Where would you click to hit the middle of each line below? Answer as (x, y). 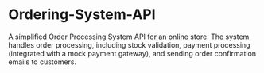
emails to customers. (43, 62)
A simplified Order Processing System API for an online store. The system (129, 36)
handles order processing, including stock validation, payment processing (129, 44)
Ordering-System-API (82, 15)
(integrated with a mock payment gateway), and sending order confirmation (132, 53)
